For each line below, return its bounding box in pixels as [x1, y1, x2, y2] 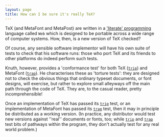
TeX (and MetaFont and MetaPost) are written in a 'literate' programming [5, 25, 152, 31]
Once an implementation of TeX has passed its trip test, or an [5, 100, 131, 106]
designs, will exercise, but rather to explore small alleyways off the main [5, 80, 150, 86]
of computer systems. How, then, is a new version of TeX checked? [5, 35, 141, 42]
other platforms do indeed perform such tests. [5, 55, 98, 61]
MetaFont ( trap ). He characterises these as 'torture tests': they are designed [5, 70, 160, 76]
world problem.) [5, 126, 38, 132]
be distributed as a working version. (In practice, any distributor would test [5, 111, 156, 116]
